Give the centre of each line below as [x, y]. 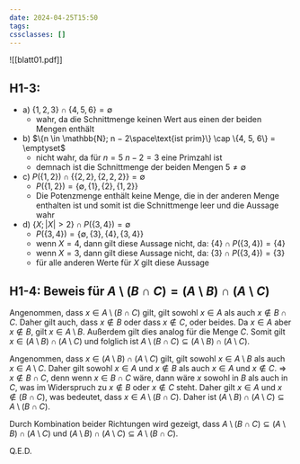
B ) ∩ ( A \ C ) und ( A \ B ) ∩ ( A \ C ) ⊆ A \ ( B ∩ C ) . [94, 433]
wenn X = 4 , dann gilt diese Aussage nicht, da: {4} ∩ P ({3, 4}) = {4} [160, 244]
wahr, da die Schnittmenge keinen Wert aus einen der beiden [149, 120]
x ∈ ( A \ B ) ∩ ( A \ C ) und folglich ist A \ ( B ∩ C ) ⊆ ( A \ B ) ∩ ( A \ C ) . [129, 341]
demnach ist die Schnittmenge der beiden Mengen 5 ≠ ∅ [141, 167]
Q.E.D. [21, 451]
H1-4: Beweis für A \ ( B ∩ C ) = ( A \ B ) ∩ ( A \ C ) [140, 291]
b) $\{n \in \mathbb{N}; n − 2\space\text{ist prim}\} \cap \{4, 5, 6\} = [149, 138]
